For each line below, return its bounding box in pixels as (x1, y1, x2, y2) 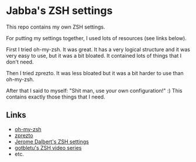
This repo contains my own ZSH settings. (6, 23, 105, 30)
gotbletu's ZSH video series (14, 144, 82, 151)
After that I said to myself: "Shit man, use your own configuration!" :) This (6, 87, 183, 94)
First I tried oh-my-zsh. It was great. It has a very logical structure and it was (6, 45, 190, 53)
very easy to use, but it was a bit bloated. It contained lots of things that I (6, 52, 182, 59)
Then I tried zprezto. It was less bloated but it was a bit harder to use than (6, 69, 184, 76)
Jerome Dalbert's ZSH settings (14, 138, 89, 145)
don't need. (6, 58, 34, 65)
